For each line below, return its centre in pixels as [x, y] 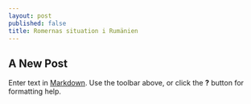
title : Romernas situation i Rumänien [73, 31]
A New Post [38, 63]
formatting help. [35, 92]
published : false [37, 23]
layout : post [30, 16]
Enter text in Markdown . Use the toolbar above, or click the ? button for [126, 83]
